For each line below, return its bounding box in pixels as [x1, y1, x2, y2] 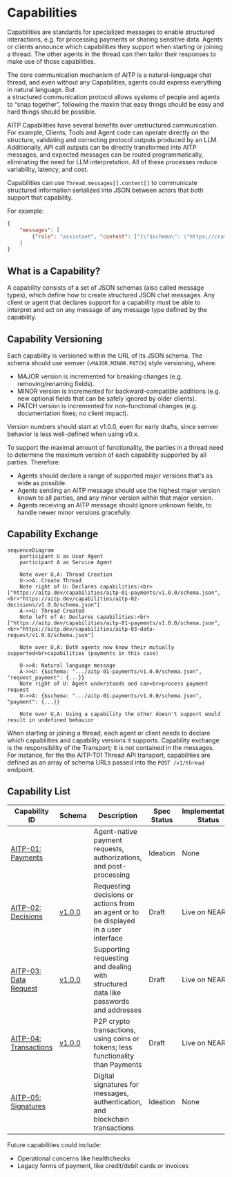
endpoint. [7, 765, 35, 774]
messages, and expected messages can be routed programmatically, [7, 150, 204, 159]
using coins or [93, 1034, 140, 1043]
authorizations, [93, 853, 142, 862]
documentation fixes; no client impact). [17, 409, 129, 417]
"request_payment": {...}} [7, 674, 85, 681]
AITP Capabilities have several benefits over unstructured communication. [7, 121, 219, 129]
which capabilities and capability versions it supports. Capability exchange [7, 736, 220, 744]
